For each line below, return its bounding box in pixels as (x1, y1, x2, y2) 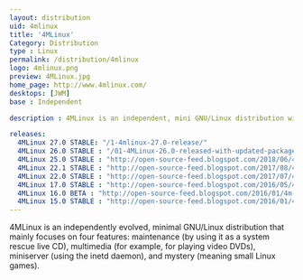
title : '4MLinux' (9, 30, 75, 39)
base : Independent (9, 97, 83, 107)
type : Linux (9, 47, 59, 56)
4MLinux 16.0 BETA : (17, 189, 95, 198)
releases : (9, 130, 47, 139)
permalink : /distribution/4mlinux (9, 55, 140, 64)
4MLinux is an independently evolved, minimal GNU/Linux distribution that (9, 222, 285, 233)
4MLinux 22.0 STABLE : (17, 172, 103, 181)
